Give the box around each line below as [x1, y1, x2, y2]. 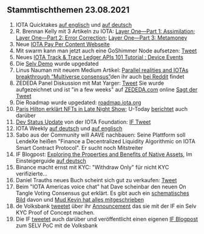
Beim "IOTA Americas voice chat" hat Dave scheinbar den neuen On [15, 183, 186, 190]
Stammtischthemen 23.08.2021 [7, 5, 130, 15]
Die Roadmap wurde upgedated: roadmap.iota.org [15, 99, 141, 106]
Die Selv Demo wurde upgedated [15, 60, 99, 67]
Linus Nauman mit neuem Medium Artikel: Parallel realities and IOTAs [15, 66, 189, 74]
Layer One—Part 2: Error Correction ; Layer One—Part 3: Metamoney [15, 34, 188, 41]
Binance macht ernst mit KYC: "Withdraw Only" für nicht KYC [15, 163, 169, 171]
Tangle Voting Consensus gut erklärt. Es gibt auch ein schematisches [15, 189, 189, 197]
